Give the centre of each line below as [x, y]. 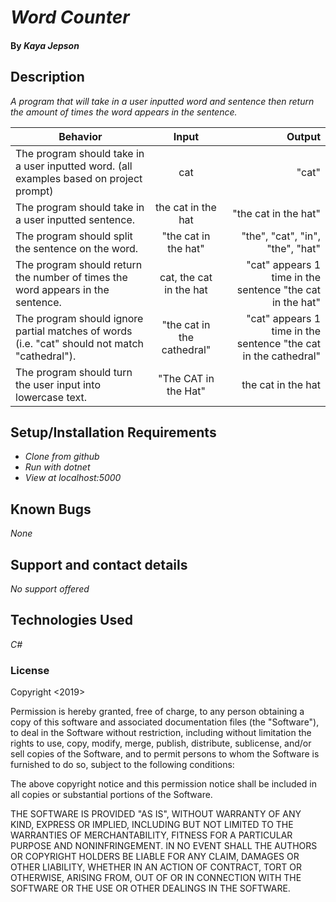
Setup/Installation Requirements [113, 432]
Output [303, 136]
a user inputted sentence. [75, 219]
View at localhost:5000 [73, 478]
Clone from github [62, 457]
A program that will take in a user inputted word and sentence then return [162, 101]
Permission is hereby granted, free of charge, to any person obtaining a [157, 712]
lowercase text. [51, 397]
